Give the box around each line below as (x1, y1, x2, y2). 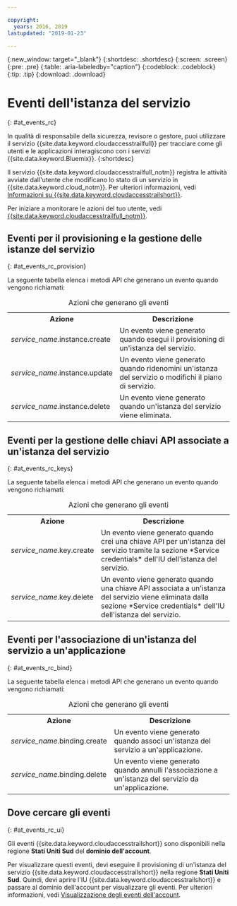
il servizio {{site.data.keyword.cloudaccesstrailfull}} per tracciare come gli (7, 139, 223, 148)
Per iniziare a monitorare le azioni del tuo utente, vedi (7, 204, 162, 213)
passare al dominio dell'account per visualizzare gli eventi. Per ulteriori (7, 883, 213, 891)
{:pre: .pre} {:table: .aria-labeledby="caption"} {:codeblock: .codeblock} (7, 63, 217, 71)
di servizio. (119, 381, 157, 391)
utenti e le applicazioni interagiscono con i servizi (7, 147, 151, 155)
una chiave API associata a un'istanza (101, 583, 226, 593)
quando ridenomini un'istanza (119, 364, 219, 374)
